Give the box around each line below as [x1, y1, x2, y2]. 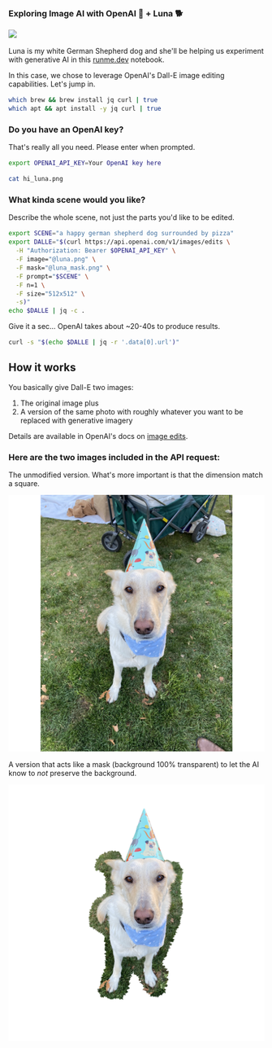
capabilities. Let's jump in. [8, 79, 96, 89]
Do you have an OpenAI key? [8, 124, 124, 135]
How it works [8, 361, 76, 375]
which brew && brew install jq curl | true [8, 96, 158, 104]
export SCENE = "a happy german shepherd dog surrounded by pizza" [8, 230, 234, 238]
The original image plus [19, 398, 99, 408]
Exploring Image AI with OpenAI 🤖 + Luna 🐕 [8, 7, 183, 19]
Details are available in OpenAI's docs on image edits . [8, 431, 188, 441]
